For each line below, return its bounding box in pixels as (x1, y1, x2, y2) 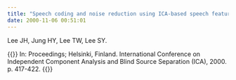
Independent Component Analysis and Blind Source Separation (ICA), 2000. (7, 57, 227, 65)
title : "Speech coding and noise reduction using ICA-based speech (7, 10, 209, 18)
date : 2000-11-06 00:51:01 (7, 17, 86, 24)
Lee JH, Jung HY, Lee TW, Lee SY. (7, 36, 107, 44)
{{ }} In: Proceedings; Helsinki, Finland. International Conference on (7, 50, 201, 58)
